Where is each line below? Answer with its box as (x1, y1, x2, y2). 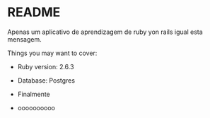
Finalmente (17, 90, 51, 98)
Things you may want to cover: (7, 49, 98, 57)
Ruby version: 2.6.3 (17, 62, 74, 71)
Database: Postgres (17, 76, 76, 85)
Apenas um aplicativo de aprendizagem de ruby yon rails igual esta (7, 28, 203, 36)
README (7, 4, 61, 20)
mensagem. (7, 35, 42, 43)
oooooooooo (17, 103, 55, 112)
